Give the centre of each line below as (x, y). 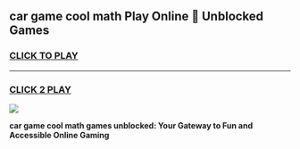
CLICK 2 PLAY (40, 89)
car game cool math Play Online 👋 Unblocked (137, 17)
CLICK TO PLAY (44, 56)
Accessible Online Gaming (59, 135)
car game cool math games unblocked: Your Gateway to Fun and (131, 125)
